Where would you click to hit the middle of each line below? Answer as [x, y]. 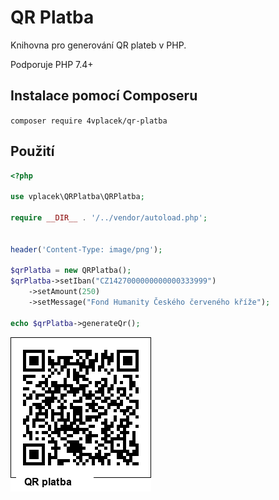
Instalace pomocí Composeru [104, 96]
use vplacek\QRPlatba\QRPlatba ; [77, 197]
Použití [32, 151]
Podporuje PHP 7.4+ [52, 64]
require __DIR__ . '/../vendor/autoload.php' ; [109, 218]
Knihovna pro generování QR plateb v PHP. [98, 45]
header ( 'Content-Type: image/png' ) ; [86, 249]
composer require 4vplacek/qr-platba [89, 121]
